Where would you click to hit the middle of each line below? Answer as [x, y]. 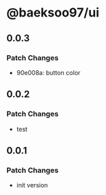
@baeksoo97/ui [53, 13]
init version [32, 185]
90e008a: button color [48, 72]
